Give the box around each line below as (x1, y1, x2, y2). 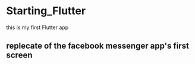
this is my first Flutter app (6, 24, 69, 31)
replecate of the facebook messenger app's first (6, 41, 189, 51)
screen (6, 50, 33, 60)
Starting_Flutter (6, 4, 86, 18)
